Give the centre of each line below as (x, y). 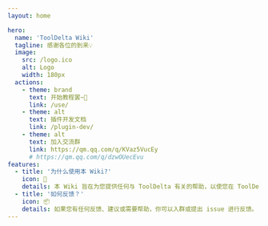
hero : (16, 30)
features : (24, 164)
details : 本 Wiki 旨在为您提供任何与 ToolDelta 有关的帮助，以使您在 (128, 187)
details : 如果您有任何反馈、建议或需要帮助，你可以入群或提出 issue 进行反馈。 (140, 209)
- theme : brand (47, 90)
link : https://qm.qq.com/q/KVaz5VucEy (93, 149)
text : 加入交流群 (54, 142)
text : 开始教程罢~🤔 (58, 97)
